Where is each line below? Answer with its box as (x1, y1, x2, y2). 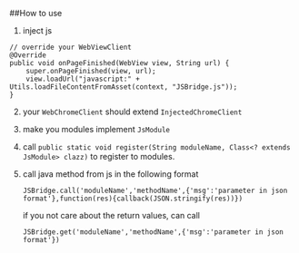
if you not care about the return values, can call (22, 210, 201, 220)
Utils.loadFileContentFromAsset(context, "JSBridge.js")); (9, 83, 238, 92)
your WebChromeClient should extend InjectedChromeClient (22, 106, 243, 117)
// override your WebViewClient (9, 43, 132, 52)
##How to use (9, 8, 63, 18)
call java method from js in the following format (22, 169, 199, 180)
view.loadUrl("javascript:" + (25, 74, 141, 83)
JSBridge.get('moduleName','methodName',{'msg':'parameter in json (22, 228, 284, 237)
